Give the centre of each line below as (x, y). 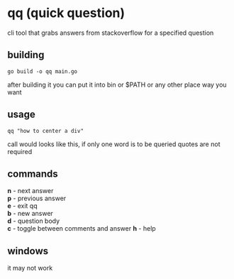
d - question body (34, 221)
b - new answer (30, 214)
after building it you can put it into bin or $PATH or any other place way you (117, 84)
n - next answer (30, 191)
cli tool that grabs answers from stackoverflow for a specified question (111, 33)
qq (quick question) (66, 13)
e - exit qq (22, 206)
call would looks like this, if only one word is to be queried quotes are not (114, 144)
